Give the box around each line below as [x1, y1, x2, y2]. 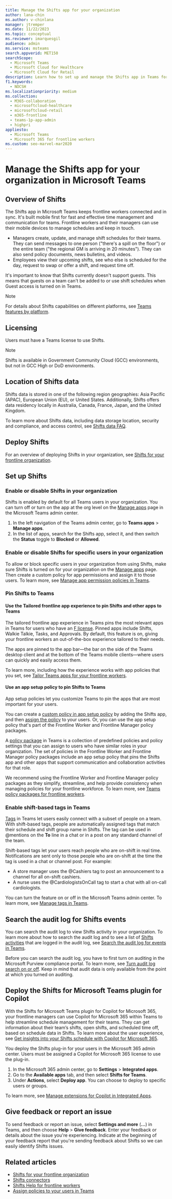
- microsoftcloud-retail [10, 108, 63, 113]
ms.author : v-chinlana [5, 17, 54, 22]
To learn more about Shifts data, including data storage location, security [5, 417, 159, 423]
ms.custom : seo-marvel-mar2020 [5, 141, 72, 147]
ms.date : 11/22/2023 [5, 27, 50, 32]
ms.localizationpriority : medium [5, 88, 77, 94]
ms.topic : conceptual [5, 31, 52, 37]
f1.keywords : [5, 79, 33, 84]
